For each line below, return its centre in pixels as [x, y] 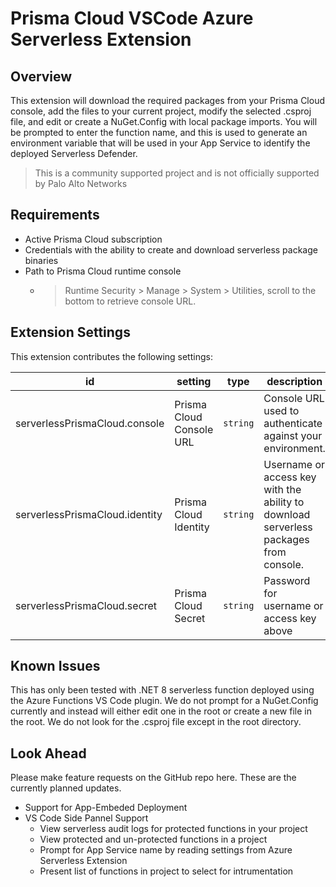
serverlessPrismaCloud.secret [86, 605]
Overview [41, 76]
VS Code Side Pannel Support [86, 818]
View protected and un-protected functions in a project [153, 839]
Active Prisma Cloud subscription [93, 239]
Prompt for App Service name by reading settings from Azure [166, 850]
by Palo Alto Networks [81, 183]
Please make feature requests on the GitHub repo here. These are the [153, 778]
